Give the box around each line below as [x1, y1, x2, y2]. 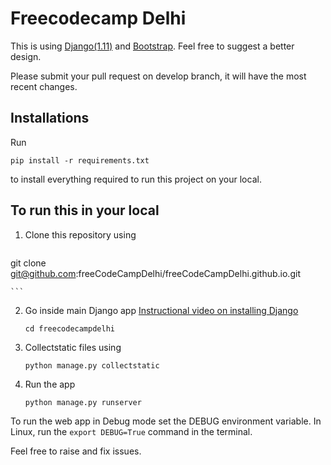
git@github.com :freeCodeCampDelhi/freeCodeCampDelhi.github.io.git [10, 267, 301, 279]
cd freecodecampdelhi [24, 323, 115, 334]
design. [10, 50, 42, 62]
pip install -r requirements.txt [10, 155, 150, 166]
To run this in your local [10, 202, 160, 219]
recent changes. [10, 80, 78, 92]
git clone [10, 257, 47, 269]
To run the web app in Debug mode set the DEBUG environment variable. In [10, 415, 322, 427]
